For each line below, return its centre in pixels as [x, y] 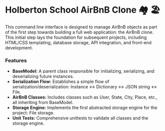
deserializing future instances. [43, 77]
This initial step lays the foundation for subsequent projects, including [76, 37]
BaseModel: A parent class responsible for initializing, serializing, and [83, 71]
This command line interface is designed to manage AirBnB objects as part [81, 27]
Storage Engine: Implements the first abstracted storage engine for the [85, 108]
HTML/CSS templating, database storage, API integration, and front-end [78, 42]
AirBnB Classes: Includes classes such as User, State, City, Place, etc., [85, 97]
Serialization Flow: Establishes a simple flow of [61, 81]
